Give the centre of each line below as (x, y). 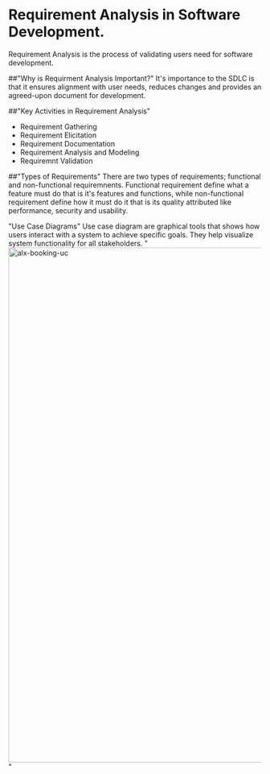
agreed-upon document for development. (77, 95)
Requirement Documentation (67, 143)
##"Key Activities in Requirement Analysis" (80, 111)
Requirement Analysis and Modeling (80, 152)
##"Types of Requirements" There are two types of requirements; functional (135, 176)
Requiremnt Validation (56, 161)
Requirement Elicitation (58, 135)
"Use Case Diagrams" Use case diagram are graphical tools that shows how (134, 226)
